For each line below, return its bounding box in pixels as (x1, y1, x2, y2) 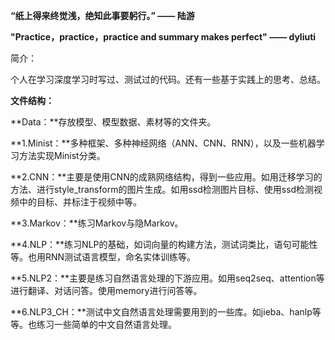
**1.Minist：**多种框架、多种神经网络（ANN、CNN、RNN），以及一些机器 (10, 137, 317, 149)
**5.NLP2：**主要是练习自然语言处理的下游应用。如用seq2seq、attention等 (10, 272, 325, 284)
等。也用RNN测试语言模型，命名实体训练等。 (10, 251, 197, 263)
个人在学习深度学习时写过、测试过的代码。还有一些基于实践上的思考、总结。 (10, 74, 326, 85)
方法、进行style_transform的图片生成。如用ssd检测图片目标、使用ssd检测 (10, 184, 315, 195)
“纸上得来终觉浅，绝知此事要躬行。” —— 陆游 (10, 10, 195, 21)
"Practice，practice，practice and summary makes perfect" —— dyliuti (10, 31, 317, 43)
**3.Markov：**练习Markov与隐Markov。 (10, 217, 184, 229)
